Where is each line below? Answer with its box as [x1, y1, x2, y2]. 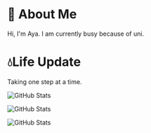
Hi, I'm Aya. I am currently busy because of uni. [7, 29, 145, 38]
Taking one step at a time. [7, 77, 82, 86]
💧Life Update [7, 54, 81, 70]
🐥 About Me [7, 6, 77, 22]
